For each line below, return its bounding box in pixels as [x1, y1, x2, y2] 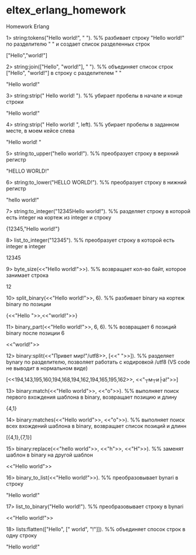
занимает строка [6, 272, 49, 279]
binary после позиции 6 [6, 329, 65, 337]
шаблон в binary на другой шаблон [6, 451, 94, 458]
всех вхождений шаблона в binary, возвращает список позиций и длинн [6, 422, 187, 429]
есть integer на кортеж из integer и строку [6, 214, 112, 221]
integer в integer [6, 242, 46, 249]
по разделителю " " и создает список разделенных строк [6, 40, 150, 47]
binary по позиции [6, 300, 51, 307]
